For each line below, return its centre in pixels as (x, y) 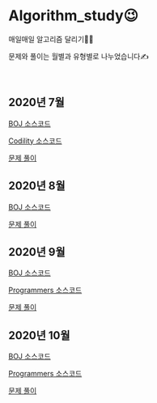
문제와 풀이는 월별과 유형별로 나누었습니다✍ (79, 56)
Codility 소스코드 (35, 141)
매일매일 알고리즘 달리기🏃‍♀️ (51, 39)
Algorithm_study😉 (74, 16)
